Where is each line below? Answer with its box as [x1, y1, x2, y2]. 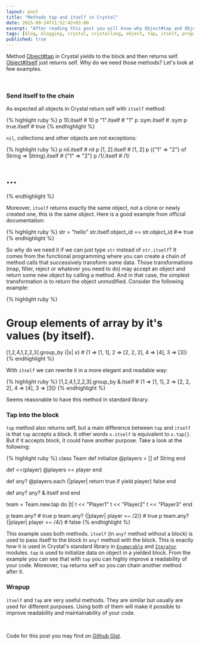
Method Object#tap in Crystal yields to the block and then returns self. [6, 53, 179, 59]
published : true [6, 36, 46, 42]
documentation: [6, 217, 45, 224]
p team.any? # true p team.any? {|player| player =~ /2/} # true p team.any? [6, 512, 189, 520]
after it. [6, 568, 24, 575]
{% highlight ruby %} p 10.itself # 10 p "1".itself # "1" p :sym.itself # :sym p [6, 117, 187, 124]
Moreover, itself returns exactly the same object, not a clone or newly [6, 204, 180, 212]
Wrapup [6, 583, 30, 591]
